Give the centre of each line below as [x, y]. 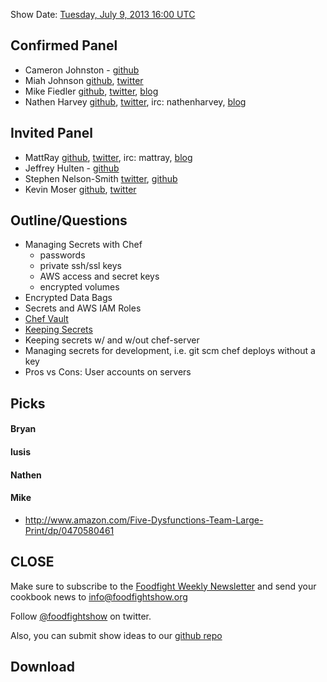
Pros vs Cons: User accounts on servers [108, 372]
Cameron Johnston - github [82, 70]
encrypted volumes [79, 287]
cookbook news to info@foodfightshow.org [99, 596]
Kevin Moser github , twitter [80, 189]
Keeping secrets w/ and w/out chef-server [112, 340]
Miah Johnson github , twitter [84, 80]
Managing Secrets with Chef [83, 245]
